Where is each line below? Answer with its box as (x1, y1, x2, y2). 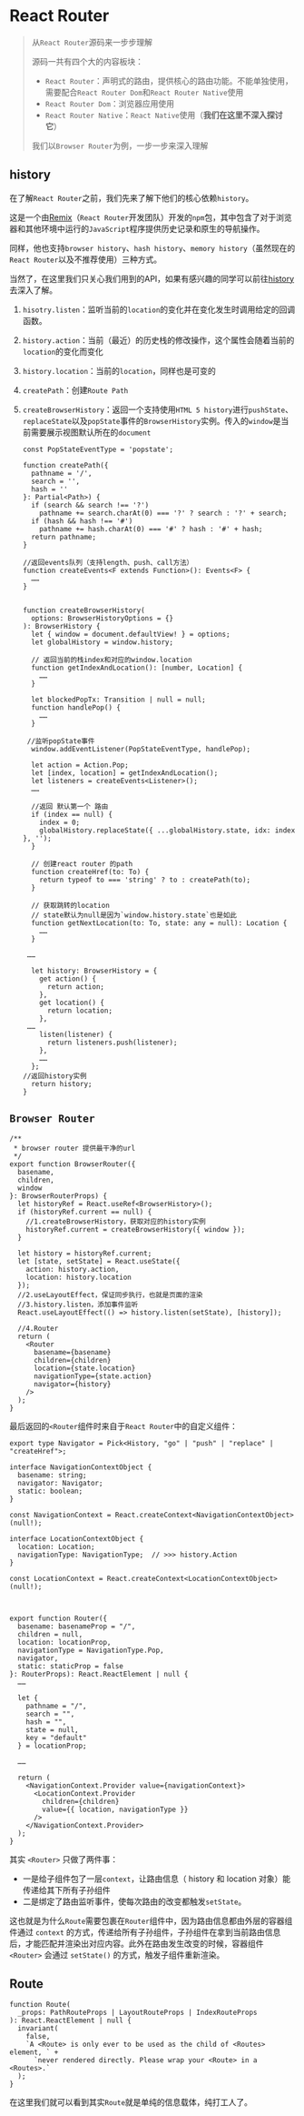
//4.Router (17, 1324, 59, 1333)
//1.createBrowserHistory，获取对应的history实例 (25, 1216, 206, 1226)
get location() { (39, 998, 104, 1007)
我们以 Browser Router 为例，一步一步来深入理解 (31, 140, 209, 151)
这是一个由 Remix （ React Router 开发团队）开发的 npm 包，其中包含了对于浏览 (9, 211, 292, 223)
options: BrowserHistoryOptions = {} (31, 613, 174, 623)
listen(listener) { (39, 1030, 113, 1039)
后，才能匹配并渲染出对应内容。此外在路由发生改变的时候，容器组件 (9, 1938, 264, 1949)
